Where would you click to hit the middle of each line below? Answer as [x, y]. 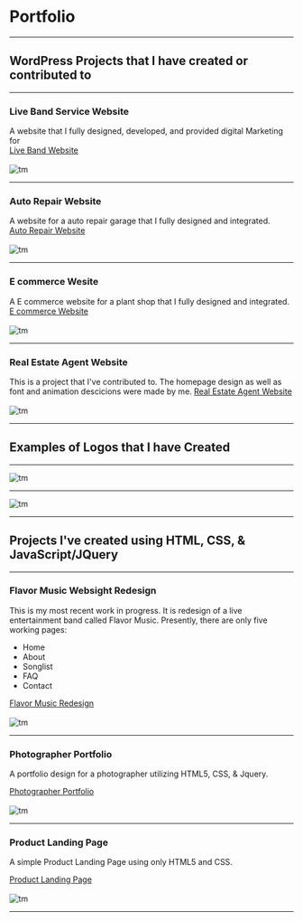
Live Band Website [44, 150]
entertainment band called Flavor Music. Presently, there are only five [138, 620]
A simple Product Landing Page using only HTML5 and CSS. [121, 862]
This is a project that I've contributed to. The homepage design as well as [146, 381]
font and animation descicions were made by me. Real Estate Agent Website [151, 391]
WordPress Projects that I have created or [129, 61]
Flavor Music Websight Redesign [83, 591]
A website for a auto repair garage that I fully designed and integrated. [140, 221]
